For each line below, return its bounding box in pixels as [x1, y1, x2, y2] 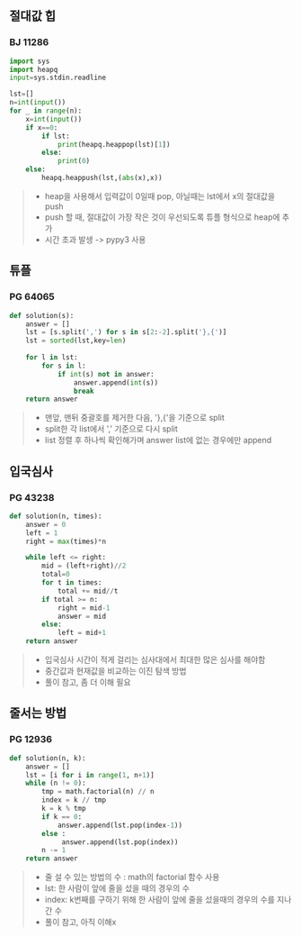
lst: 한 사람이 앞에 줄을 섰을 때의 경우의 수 [44, 883, 190, 894]
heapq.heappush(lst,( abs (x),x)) [41, 174, 164, 183]
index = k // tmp [41, 795, 106, 804]
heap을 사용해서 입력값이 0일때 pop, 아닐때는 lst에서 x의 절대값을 [44, 190, 276, 201]
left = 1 [25, 528, 58, 538]
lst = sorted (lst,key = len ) [25, 336, 127, 345]
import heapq [9, 65, 58, 74]
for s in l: [41, 361, 87, 370]
